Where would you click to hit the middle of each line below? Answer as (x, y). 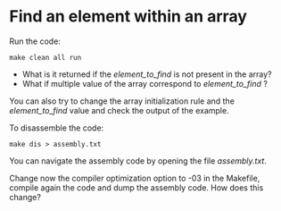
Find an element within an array (128, 17)
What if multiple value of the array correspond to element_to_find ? (145, 83)
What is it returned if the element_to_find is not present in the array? (147, 74)
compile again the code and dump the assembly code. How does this (136, 187)
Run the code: (35, 41)
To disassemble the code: (57, 128)
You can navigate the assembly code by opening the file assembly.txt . (138, 160)
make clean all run (45, 57)
